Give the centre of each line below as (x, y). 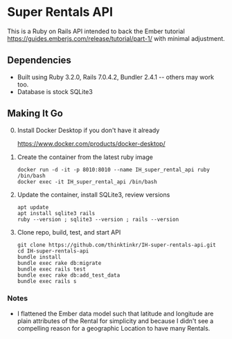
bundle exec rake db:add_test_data (69, 275)
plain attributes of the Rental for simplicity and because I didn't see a (115, 321)
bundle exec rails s (47, 281)
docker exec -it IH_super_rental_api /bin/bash (87, 182)
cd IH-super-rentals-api (53, 251)
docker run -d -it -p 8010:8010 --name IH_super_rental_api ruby (113, 169)
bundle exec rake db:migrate (59, 263)
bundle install (39, 257)
